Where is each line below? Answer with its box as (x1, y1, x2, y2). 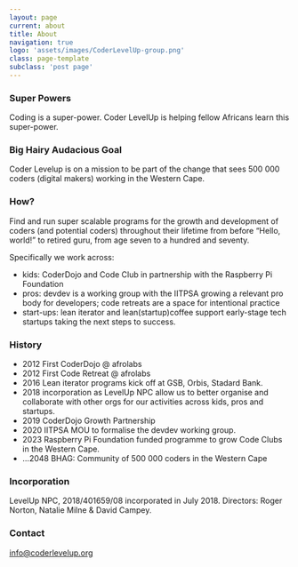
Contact (9, 527, 45, 539)
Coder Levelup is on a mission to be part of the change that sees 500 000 (9, 164, 280, 174)
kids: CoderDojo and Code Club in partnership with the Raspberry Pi (21, 268, 273, 280)
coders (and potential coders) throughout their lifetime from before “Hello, (9, 225, 281, 236)
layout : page (9, 12, 58, 22)
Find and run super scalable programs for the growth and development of (9, 215, 278, 227)
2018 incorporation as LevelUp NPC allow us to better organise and (21, 387, 269, 398)
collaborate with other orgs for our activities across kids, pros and (21, 396, 264, 407)
